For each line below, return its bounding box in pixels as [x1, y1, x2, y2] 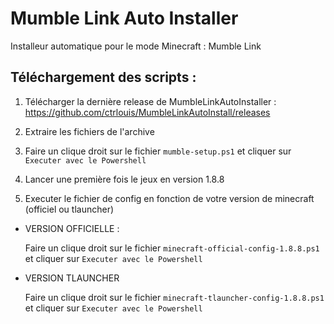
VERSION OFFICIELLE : [24, 222, 120, 234]
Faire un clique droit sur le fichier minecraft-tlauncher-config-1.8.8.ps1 [24, 291, 325, 303]
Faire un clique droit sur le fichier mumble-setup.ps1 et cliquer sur [24, 145, 292, 157]
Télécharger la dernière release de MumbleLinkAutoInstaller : [24, 95, 277, 107]
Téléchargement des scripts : [10, 69, 197, 86]
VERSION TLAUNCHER [24, 272, 120, 284]
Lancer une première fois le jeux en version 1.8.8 [24, 173, 225, 185]
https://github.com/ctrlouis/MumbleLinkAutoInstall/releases [24, 106, 271, 118]
